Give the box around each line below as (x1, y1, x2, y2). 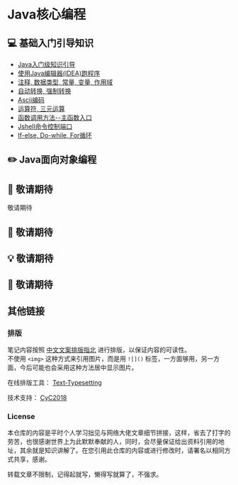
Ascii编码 (17, 96, 45, 104)
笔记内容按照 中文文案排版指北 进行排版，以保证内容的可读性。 (7, 345, 191, 355)
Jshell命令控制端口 (17, 122, 73, 130)
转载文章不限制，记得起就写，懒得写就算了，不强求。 (7, 470, 163, 479)
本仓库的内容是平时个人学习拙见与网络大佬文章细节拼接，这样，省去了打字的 (7, 428, 231, 437)
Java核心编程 (7, 6, 86, 23)
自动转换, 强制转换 (17, 87, 72, 95)
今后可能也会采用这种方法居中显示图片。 (19, 363, 138, 372)
